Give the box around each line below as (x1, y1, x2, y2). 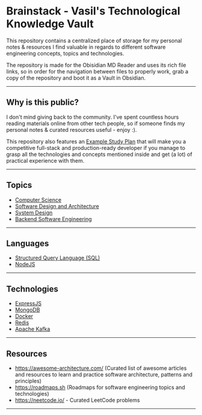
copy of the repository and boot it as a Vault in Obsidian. (6, 74, 146, 81)
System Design (14, 209, 53, 216)
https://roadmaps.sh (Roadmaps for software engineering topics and (14, 384, 185, 391)
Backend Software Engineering (14, 215, 92, 222)
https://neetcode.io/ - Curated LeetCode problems (14, 396, 140, 404)
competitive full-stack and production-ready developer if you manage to (6, 144, 185, 151)
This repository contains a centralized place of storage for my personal (6, 37, 182, 44)
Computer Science (14, 196, 62, 203)
